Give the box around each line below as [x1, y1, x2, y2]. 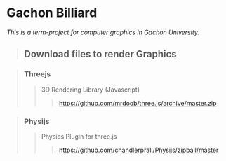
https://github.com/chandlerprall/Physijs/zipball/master [58, 146, 219, 154]
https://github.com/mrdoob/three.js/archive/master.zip [58, 99, 217, 107]
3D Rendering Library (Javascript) [41, 85, 140, 94]
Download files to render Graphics [23, 48, 177, 60]
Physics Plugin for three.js [41, 132, 117, 141]
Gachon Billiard [6, 5, 98, 21]
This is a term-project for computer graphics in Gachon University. [6, 28, 200, 36]
